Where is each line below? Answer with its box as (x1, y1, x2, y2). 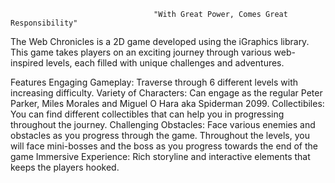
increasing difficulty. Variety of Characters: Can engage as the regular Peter (10, 87, 323, 99)
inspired (10, 57, 44, 69)
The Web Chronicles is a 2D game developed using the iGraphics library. (10, 36, 310, 47)
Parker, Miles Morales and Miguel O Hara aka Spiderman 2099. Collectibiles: (10, 98, 325, 109)
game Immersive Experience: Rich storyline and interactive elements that (10, 151, 311, 162)
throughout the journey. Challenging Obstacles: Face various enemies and (10, 119, 316, 130)
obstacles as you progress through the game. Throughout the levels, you (10, 130, 310, 141)
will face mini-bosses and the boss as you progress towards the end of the (10, 140, 318, 152)
